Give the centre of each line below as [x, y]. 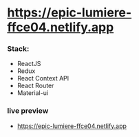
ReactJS [29, 64]
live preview [28, 111]
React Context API [43, 78]
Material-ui [33, 93]
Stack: [18, 49]
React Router [35, 86]
